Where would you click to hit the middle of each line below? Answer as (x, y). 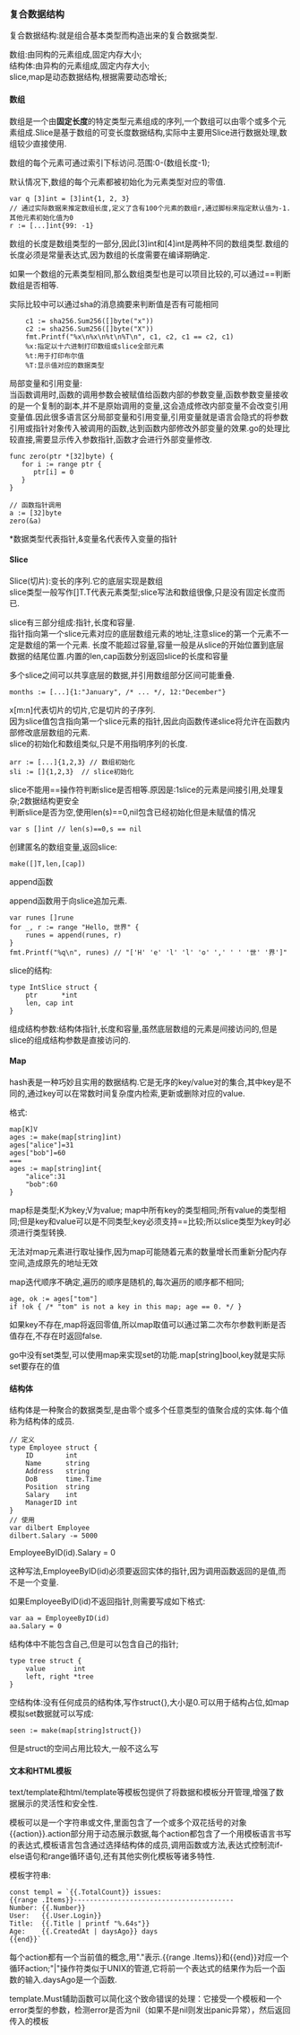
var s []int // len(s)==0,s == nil (76, 829)
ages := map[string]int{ (56, 1168)
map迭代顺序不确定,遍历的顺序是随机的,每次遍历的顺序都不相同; (127, 1282)
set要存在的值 (35, 1366)
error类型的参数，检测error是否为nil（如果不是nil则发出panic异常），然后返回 (150, 2010)
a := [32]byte (36, 513)
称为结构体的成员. (42, 1422)
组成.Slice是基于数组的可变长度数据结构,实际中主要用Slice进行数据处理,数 (152, 132)
